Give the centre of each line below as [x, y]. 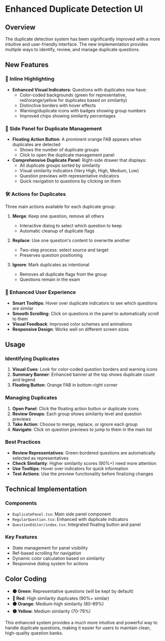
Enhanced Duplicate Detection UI [74, 9]
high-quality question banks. [34, 633]
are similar [23, 308]
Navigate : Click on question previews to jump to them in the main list [82, 429]
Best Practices [23, 442]
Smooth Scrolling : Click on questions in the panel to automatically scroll [85, 313]
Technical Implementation [46, 489]
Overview [20, 27]
